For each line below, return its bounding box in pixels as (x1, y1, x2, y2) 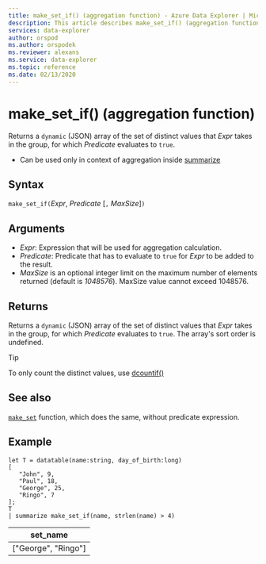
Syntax (8, 178, 44, 191)
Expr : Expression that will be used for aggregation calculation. (19, 243, 222, 252)
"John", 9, (18, 470, 55, 478)
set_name (30, 529, 69, 540)
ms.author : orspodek (8, 41, 77, 49)
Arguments (8, 221, 66, 235)
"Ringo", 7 (18, 491, 55, 499)
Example (8, 435, 52, 449)
